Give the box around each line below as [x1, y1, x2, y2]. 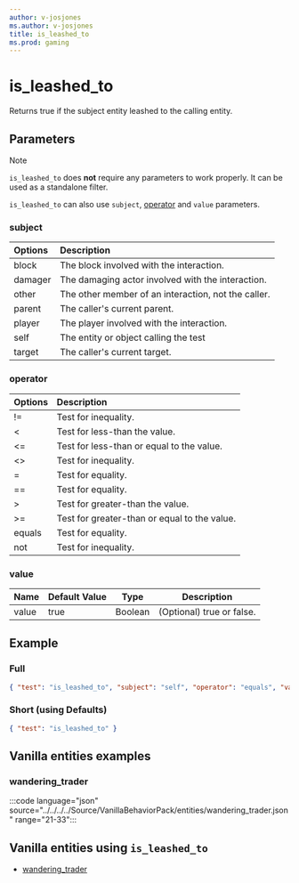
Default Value [47, 590, 107, 603]
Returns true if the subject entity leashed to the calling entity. [9, 106, 233, 117]
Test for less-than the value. [56, 425, 176, 437]
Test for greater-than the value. [56, 498, 190, 510]
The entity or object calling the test [59, 331, 206, 344]
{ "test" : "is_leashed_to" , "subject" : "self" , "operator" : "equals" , [9, 683, 277, 692]
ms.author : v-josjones [9, 21, 93, 30]
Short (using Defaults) [9, 704, 108, 717]
